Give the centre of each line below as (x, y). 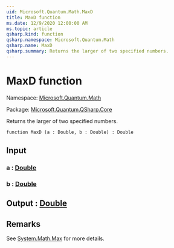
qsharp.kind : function (35, 34)
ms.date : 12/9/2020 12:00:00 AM (47, 23)
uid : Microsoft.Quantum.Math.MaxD (50, 12)
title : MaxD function (34, 17)
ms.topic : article (29, 29)
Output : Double (37, 204)
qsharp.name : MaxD (29, 46)
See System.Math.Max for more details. (55, 238)
